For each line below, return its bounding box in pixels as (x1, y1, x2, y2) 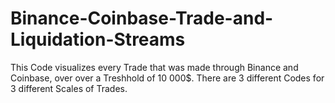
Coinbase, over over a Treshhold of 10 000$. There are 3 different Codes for (10, 72, 325, 84)
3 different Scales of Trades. (10, 82, 128, 94)
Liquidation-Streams (10, 28, 186, 51)
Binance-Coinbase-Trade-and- (10, 7, 274, 30)
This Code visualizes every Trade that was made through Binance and (10, 61, 299, 73)
